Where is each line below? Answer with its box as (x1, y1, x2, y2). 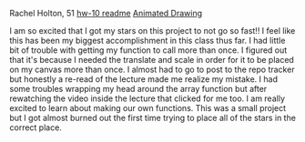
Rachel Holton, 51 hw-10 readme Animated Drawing (9, 8, 203, 18)
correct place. (9, 122, 62, 133)
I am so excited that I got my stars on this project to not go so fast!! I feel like (9, 25, 296, 35)
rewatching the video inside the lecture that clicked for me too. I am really (9, 93, 285, 104)
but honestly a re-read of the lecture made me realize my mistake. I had (9, 74, 278, 85)
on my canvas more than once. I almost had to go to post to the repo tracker (9, 64, 295, 75)
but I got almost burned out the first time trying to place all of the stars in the (9, 113, 296, 123)
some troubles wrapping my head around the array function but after (9, 84, 268, 94)
